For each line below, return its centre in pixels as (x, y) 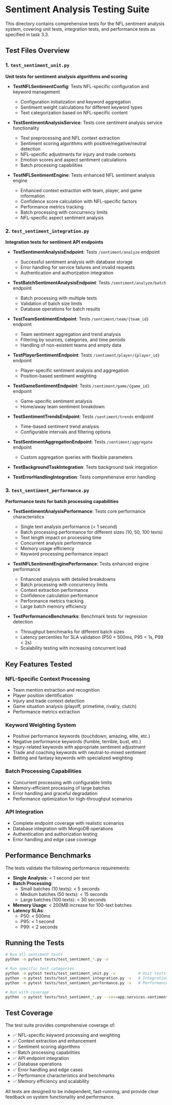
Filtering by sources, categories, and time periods (73, 340)
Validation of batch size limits (51, 303)
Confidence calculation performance (59, 596)
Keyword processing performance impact (64, 554)
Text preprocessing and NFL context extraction (70, 138)
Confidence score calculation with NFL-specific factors (79, 201)
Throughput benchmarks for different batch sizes (72, 632)
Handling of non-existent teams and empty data (71, 345)
